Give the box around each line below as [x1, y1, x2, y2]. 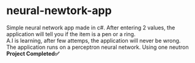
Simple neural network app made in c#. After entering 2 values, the [6, 24, 175, 31]
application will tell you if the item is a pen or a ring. [6, 30, 136, 37]
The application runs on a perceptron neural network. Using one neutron [6, 43, 189, 51]
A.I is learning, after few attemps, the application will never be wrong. [6, 37, 181, 44]
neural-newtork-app [6, 4, 112, 18]
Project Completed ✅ [6, 50, 60, 57]
